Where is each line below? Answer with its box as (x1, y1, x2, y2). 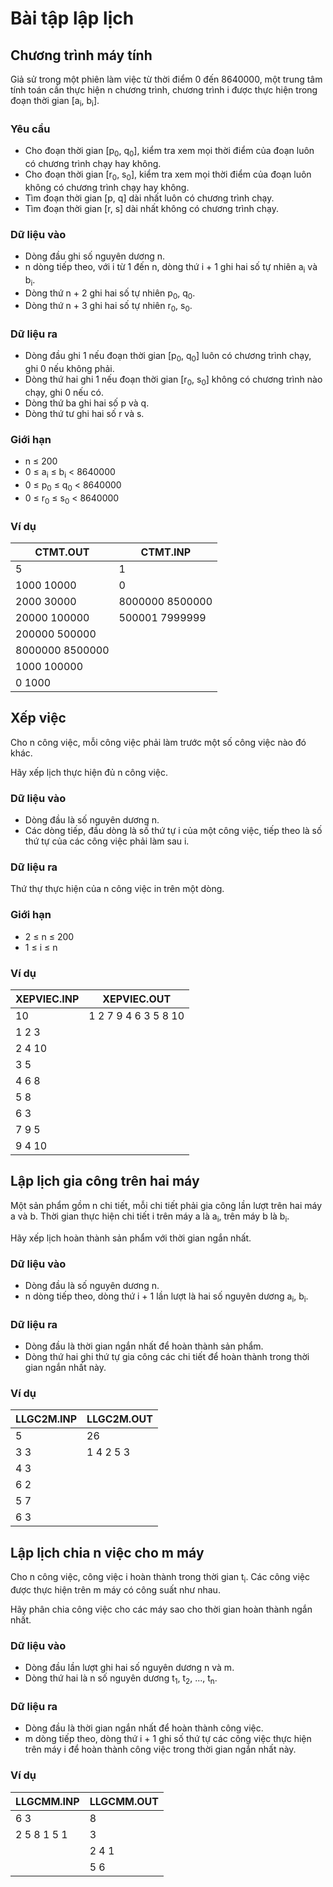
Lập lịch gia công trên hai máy (10, 1173, 200, 1190)
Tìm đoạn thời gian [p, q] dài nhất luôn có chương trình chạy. (24, 192, 275, 204)
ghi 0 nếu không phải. (24, 363, 115, 375)
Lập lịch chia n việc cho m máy (10, 1544, 205, 1561)
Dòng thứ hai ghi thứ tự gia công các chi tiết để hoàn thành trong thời (24, 1351, 310, 1363)
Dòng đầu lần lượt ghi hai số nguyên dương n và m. (24, 1662, 235, 1674)
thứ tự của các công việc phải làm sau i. (24, 835, 190, 847)
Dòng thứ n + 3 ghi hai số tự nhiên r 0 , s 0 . (24, 300, 193, 314)
